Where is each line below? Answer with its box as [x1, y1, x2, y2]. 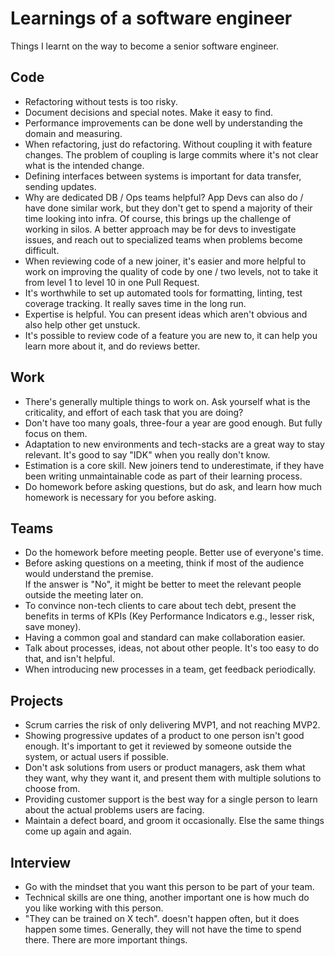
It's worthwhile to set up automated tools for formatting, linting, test [24, 287, 303, 299]
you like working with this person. [24, 902, 164, 914]
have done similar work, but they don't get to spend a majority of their [24, 202, 313, 214]
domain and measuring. [24, 127, 123, 139]
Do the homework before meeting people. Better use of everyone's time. [24, 547, 324, 559]
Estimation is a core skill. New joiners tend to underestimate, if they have [24, 459, 325, 471]
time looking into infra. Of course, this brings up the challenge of [24, 212, 292, 224]
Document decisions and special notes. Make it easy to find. [24, 106, 274, 118]
